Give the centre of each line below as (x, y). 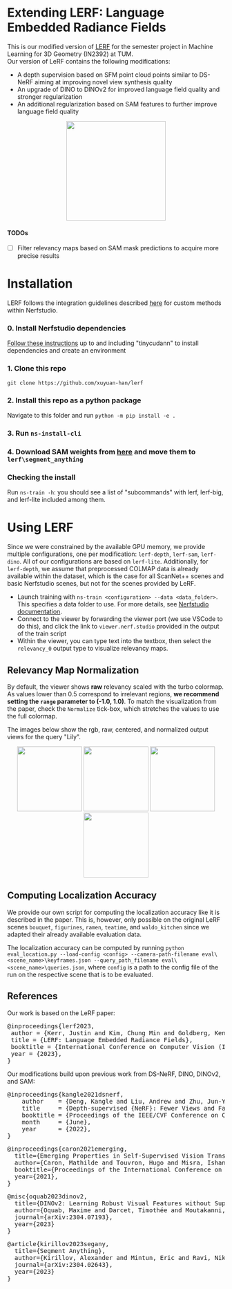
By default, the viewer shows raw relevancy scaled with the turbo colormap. (116, 687)
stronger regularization (50, 96)
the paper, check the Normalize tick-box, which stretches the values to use (113, 708)
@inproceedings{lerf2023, (51, 1026)
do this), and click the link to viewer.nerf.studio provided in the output (118, 627)
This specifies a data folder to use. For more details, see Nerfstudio (113, 604)
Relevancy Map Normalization (73, 670)
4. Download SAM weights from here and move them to (101, 452)
